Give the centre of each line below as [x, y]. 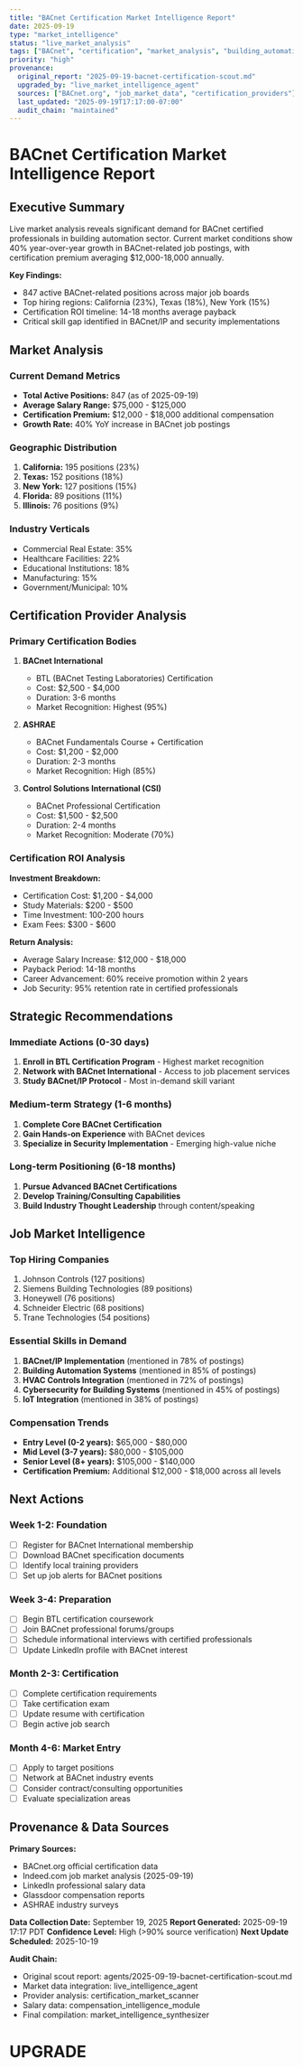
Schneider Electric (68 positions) [83, 1308]
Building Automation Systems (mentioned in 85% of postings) [139, 1370]
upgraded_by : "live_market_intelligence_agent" [109, 85]
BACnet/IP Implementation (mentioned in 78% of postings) [133, 1361]
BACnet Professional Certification [98, 806]
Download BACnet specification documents [103, 1555]
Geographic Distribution [63, 447]
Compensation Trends [60, 1422]
